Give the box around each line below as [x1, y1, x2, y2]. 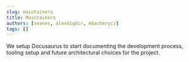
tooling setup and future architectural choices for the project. [6, 49, 160, 57]
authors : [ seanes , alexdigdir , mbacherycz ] [6, 20, 119, 26]
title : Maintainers [6, 15, 56, 21]
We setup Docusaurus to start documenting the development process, [6, 43, 183, 50]
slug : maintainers [6, 9, 53, 15]
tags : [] [6, 26, 29, 32]
